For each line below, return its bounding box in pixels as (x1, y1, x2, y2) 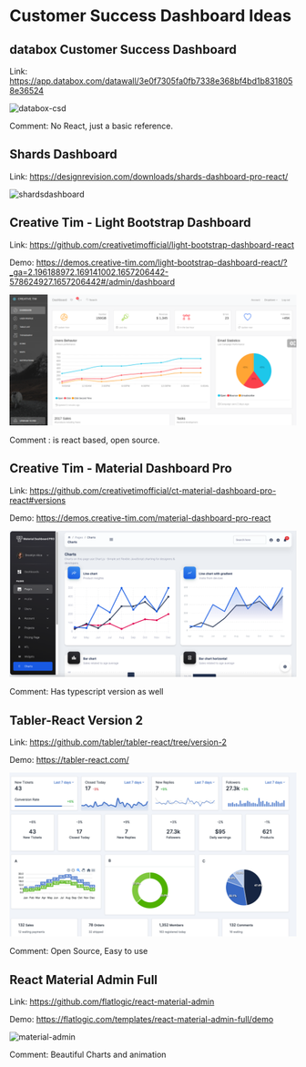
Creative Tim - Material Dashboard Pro (9, 461, 232, 476)
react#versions (9, 494, 66, 505)
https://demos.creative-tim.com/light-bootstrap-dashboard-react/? (36, 257, 288, 268)
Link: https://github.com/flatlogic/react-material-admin (9, 996, 215, 1007)
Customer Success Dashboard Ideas (9, 5, 291, 26)
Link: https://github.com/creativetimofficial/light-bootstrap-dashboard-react (9, 239, 294, 250)
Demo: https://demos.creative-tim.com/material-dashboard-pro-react (9, 512, 271, 523)
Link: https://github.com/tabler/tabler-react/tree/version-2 (9, 737, 228, 747)
